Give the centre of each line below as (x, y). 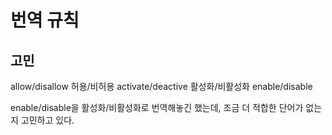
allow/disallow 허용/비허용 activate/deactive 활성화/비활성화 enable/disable (161, 86)
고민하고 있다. (47, 120)
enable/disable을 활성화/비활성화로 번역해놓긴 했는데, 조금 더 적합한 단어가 (157, 107)
